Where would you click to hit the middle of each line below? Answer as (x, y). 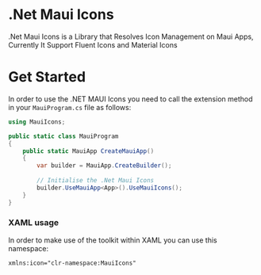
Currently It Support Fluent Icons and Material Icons (93, 44)
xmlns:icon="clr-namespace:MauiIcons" (72, 263)
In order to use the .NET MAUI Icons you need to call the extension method (130, 99)
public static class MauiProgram (63, 136)
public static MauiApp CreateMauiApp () (88, 151)
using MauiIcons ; (37, 122)
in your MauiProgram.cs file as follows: (70, 107)
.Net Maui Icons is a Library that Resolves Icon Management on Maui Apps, (131, 36)
